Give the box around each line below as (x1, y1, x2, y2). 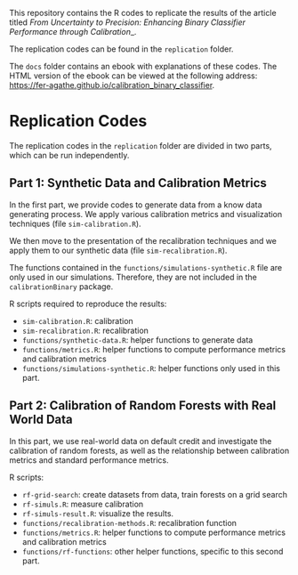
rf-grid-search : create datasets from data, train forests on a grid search (21, 489, 287, 499)
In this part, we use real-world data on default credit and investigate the (9, 435, 272, 446)
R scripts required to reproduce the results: (9, 298, 167, 309)
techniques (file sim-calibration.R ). (9, 218, 141, 229)
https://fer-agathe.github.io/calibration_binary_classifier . (9, 80, 215, 90)
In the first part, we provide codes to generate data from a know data (9, 199, 262, 210)
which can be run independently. (9, 150, 130, 160)
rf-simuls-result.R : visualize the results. (21, 507, 174, 519)
